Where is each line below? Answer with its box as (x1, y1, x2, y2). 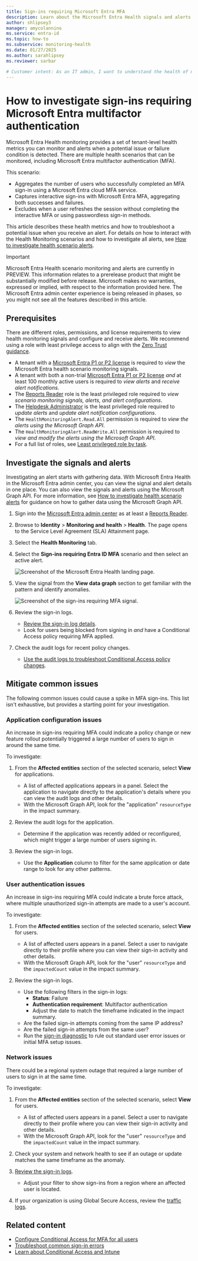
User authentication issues (6, 880, 85, 888)
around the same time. (6, 742, 61, 749)
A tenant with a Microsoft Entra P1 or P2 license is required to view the (14, 359, 186, 366)
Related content (6, 1220, 66, 1230)
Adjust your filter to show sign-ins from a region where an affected (23, 1179, 186, 1186)
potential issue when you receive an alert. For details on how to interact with (6, 230, 192, 237)
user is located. (23, 1185, 61, 1193)
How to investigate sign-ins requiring (6, 94, 192, 107)
